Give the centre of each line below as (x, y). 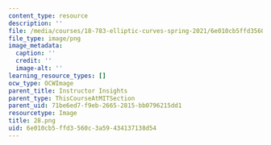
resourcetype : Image (43, 114)
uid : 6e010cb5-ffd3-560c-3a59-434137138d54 (83, 128)
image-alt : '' (39, 68)
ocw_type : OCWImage (41, 83)
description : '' (35, 23)
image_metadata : (35, 46)
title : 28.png (32, 121)
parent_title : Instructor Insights (68, 91)
